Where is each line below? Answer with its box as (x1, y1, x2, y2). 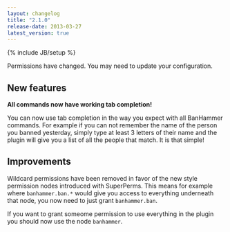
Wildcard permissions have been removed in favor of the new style (7, 174, 198, 182)
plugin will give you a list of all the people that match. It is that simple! (7, 136, 205, 144)
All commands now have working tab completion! (7, 100, 153, 109)
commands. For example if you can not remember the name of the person (7, 121, 218, 130)
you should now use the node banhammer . (7, 217, 123, 225)
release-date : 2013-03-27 (7, 23, 82, 30)
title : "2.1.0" (7, 17, 51, 24)
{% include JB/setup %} (7, 48, 76, 57)
